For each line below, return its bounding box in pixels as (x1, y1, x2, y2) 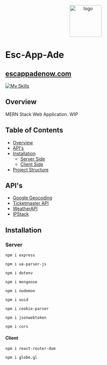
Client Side (20, 161, 43, 167)
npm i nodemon (5, 289, 36, 294)
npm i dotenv (5, 271, 33, 276)
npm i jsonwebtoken (5, 315, 47, 321)
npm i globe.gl (5, 355, 38, 360)
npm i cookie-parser (5, 306, 49, 311)
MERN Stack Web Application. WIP (5, 111, 78, 117)
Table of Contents (5, 126, 64, 135)
